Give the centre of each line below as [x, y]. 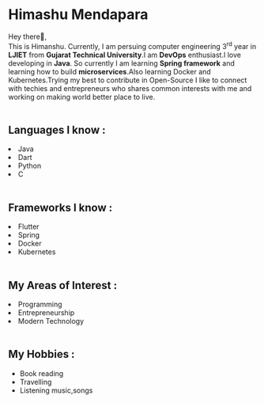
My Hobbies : [41, 354]
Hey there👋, [28, 36]
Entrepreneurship [47, 313]
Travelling [36, 382]
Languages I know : [57, 129]
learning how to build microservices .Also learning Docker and [109, 71]
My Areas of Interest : [62, 285]
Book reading [41, 373]
